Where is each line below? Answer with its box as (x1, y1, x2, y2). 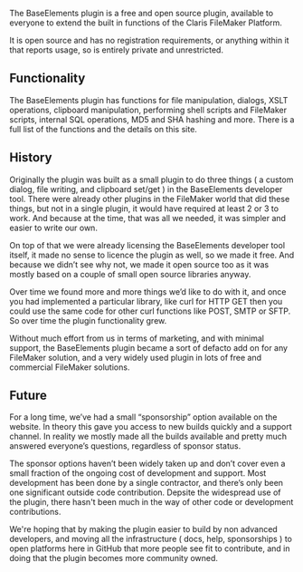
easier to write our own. (9, 222, 98, 233)
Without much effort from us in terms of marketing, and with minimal (9, 333, 265, 344)
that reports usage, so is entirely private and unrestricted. (9, 44, 224, 55)
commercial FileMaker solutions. (9, 362, 130, 373)
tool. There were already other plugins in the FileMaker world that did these (9, 193, 290, 204)
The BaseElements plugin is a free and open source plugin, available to (9, 8, 274, 18)
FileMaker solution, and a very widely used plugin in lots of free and (9, 352, 262, 363)
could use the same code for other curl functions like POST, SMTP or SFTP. (9, 305, 291, 316)
